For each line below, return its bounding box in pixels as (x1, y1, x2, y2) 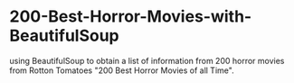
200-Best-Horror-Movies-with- (9, 6, 252, 27)
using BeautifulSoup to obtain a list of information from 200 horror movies (9, 55, 285, 66)
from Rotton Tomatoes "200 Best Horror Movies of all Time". (9, 65, 234, 76)
